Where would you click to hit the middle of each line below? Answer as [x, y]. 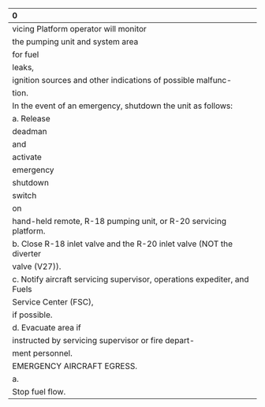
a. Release [32, 119]
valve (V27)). [37, 266]
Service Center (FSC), [53, 302]
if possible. [32, 315]
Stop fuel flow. [39, 392]
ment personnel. [42, 353]
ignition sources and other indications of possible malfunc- [122, 80]
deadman [30, 131]
